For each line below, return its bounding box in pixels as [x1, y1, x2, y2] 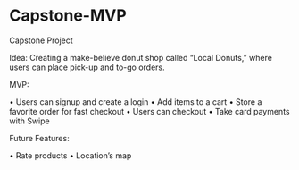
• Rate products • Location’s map [9, 149, 132, 161]
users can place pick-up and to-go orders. [9, 62, 165, 72]
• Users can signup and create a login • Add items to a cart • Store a [9, 96, 262, 107]
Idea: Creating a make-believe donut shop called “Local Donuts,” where [9, 52, 272, 63]
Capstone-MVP [9, 5, 127, 26]
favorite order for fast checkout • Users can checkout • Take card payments [9, 106, 290, 116]
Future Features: [9, 132, 70, 143]
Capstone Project [9, 35, 73, 46]
